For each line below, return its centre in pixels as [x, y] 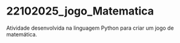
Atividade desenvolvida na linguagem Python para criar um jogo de [90, 28]
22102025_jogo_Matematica [80, 11]
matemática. [22, 34]
